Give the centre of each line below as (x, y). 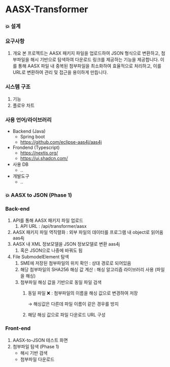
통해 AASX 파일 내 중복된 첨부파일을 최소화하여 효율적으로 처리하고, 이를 (90, 66)
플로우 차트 (24, 105)
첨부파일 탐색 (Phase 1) (36, 346)
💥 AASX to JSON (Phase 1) (39, 195)
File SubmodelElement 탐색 (41, 257)
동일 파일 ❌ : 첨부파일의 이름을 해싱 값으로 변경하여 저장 (83, 293)
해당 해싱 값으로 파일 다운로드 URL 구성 (66, 315)
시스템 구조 (18, 87)
